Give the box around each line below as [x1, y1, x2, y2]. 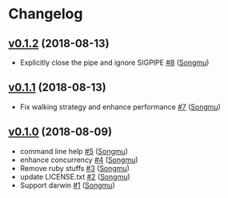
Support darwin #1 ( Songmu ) [19, 180, 115, 190]
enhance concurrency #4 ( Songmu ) [19, 155, 138, 164]
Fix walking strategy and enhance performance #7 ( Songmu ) [19, 101, 222, 112]
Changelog [8, 5, 83, 23]
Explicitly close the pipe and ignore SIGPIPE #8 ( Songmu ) [19, 57, 210, 67]
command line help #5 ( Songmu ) [19, 146, 128, 156]
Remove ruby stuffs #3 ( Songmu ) [19, 163, 130, 172]
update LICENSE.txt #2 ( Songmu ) [19, 172, 130, 181]
